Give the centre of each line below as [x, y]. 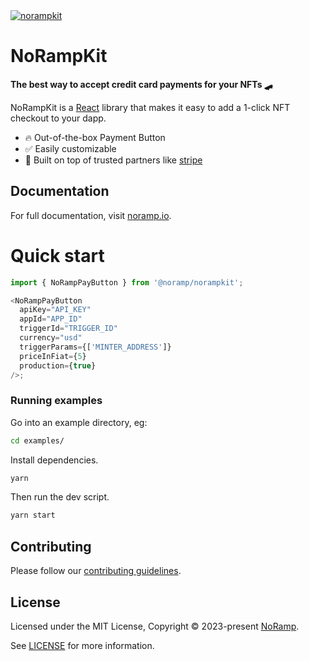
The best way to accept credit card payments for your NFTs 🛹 [141, 84]
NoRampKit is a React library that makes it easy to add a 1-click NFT [150, 107]
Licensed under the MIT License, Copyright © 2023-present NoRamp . [155, 626]
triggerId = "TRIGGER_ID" [68, 329]
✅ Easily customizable [70, 148]
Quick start [57, 255]
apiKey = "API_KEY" [55, 310]
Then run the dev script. [60, 497]
